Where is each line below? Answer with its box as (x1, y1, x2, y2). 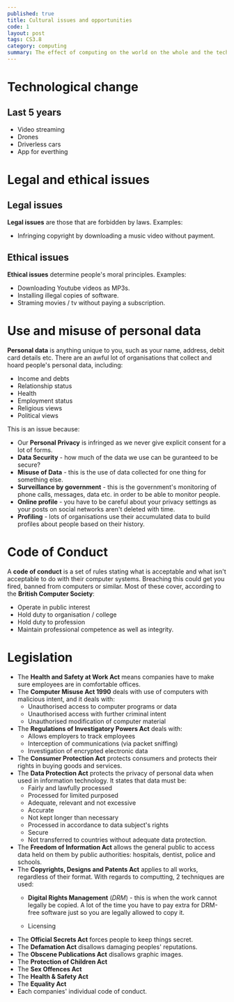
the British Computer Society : (7, 589, 95, 598)
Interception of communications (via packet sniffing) (27, 739, 178, 748)
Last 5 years (7, 107, 62, 118)
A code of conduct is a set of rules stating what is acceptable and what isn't (7, 567, 226, 576)
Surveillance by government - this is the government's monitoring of (17, 482, 217, 491)
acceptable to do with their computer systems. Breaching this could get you (7, 574, 225, 583)
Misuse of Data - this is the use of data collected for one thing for (17, 468, 207, 476)
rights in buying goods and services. (17, 761, 123, 770)
